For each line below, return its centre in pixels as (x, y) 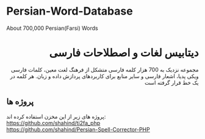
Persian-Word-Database (70, 11)
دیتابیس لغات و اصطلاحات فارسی (124, 53)
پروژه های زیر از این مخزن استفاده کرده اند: (56, 116)
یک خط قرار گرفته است (171, 82)
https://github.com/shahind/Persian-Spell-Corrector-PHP (78, 129)
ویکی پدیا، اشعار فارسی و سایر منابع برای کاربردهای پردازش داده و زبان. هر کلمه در (104, 76)
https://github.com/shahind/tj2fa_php (53, 123)
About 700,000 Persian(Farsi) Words (52, 28)
